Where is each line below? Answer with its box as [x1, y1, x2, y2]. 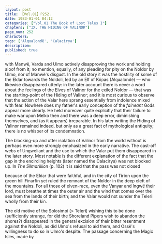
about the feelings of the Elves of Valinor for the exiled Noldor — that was [5, 87, 151, 93]
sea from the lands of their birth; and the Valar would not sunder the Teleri [5, 193, 153, 199]
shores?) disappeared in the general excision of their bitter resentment [5, 218, 146, 224]
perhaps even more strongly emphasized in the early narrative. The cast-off [5, 143, 156, 148]
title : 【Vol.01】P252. [5, 12, 52, 16]
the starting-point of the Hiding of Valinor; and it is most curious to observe [5, 92, 155, 98]
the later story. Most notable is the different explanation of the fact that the [5, 153, 154, 159]
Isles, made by [5, 233, 34, 239]
